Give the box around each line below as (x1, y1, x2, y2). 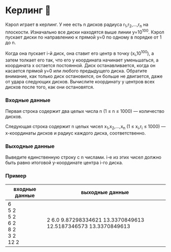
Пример (5, 172, 27, 179)
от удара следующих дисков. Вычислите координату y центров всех (5, 78, 155, 84)
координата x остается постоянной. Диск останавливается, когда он (5, 62, 156, 68)
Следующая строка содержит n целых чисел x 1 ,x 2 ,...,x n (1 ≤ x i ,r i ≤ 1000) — (5, 123, 166, 131)
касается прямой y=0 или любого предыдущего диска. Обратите (5, 68, 148, 74)
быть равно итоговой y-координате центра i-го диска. (5, 160, 123, 166)
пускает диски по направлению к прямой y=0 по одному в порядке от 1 (5, 34, 162, 40)
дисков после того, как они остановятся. (5, 84, 95, 90)
